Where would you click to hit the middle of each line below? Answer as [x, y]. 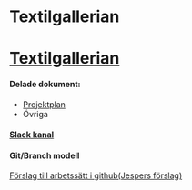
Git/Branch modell [45, 155]
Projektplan [44, 104]
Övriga [35, 114]
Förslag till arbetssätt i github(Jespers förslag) [96, 175]
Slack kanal [32, 135]
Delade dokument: [45, 84]
